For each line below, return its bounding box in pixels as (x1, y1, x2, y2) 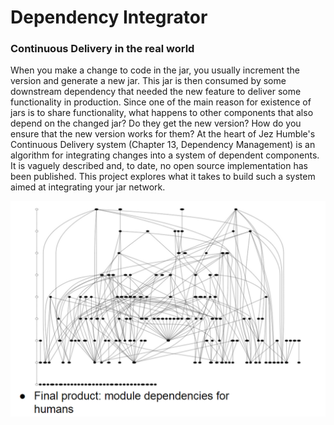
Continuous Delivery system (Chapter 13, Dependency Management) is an (10, 139, 316, 151)
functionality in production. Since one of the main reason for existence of (10, 96, 312, 108)
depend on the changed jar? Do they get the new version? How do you (10, 117, 302, 130)
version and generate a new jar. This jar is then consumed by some (10, 75, 287, 87)
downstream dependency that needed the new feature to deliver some (10, 86, 302, 98)
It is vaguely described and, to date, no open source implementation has (10, 160, 309, 172)
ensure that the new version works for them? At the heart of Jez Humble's (10, 128, 316, 140)
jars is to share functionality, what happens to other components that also (10, 107, 314, 119)
